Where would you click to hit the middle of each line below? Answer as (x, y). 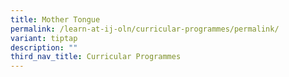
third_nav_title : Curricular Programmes (96, 57)
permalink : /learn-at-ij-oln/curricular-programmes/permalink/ (145, 29)
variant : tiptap (44, 38)
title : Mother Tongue (55, 19)
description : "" (44, 47)
